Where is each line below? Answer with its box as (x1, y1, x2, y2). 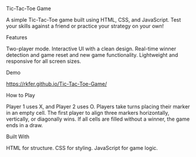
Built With (6, 133, 29, 140)
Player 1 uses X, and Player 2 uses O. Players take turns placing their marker (6, 103, 190, 110)
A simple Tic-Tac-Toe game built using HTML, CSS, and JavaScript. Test (6, 16, 181, 23)
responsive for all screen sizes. (6, 58, 82, 64)
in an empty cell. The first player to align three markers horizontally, (6, 110, 170, 116)
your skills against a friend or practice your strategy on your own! (6, 23, 164, 29)
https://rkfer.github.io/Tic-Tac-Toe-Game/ (6, 80, 107, 87)
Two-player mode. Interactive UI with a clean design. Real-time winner (6, 45, 177, 52)
